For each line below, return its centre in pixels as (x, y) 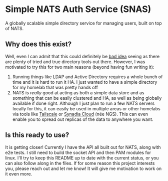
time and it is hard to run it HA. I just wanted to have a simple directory (85, 82)
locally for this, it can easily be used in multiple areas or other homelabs (86, 108)
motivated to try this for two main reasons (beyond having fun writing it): (80, 67)
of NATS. (14, 28)
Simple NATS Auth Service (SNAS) (78, 9)
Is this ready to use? (37, 135)
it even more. (19, 173)
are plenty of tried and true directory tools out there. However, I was (75, 62)
